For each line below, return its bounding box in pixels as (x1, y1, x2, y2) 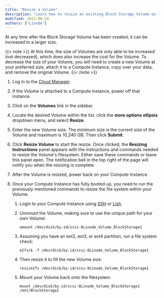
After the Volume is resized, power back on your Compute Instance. (12, 171, 149, 178)
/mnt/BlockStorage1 (19, 288, 60, 293)
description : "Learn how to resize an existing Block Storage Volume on (5, 12, 156, 17)
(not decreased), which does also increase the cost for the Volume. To (5, 54, 146, 60)
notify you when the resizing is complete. (12, 162, 95, 168)
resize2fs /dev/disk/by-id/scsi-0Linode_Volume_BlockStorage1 (19, 266, 149, 271)
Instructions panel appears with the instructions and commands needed (12, 147, 159, 152)
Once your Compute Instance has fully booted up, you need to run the (12, 181, 153, 187)
